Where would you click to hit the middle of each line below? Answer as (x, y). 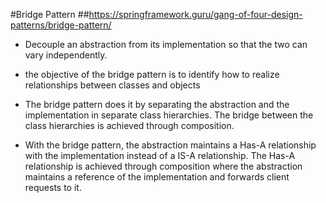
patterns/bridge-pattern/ (61, 25)
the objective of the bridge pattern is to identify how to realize (152, 74)
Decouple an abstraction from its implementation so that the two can (166, 44)
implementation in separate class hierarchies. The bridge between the (169, 115)
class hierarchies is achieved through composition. (129, 125)
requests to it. (53, 187)
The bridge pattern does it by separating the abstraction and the (157, 104)
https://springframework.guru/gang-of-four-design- (195, 14)
